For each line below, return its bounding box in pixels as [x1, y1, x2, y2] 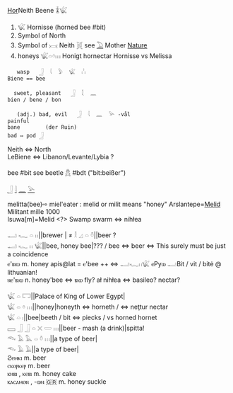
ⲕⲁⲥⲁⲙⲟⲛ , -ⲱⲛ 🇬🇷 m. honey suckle [7, 377, 107, 386]
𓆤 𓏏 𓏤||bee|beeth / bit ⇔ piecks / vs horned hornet [7, 313, 157, 321]
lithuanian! [7, 268, 37, 276]
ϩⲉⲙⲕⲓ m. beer [7, 353, 47, 362]
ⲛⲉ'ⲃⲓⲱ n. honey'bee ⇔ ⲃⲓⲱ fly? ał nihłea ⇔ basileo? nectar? [7, 275, 181, 284]
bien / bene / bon [7, 96, 61, 103]
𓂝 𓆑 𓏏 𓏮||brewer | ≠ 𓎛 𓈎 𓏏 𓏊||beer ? [7, 231, 116, 239]
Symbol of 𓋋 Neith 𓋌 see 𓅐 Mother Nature [17, 41, 148, 50]
